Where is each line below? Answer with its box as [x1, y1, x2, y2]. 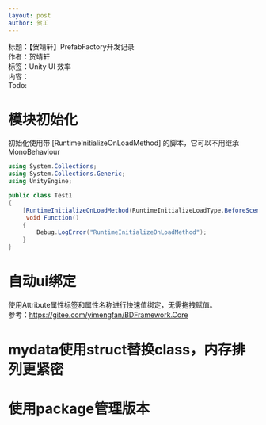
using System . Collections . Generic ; [8, 170, 126, 178]
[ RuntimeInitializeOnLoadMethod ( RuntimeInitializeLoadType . [22, 206, 225, 214]
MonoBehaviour [8, 147, 61, 157]
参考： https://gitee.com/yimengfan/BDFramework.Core [8, 310, 188, 320]
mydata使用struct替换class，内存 [8, 341, 232, 359]
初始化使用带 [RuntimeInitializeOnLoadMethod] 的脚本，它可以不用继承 [8, 138, 240, 147]
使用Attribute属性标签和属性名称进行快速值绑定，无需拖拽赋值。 [8, 301, 217, 309]
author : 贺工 [8, 19, 49, 27]
